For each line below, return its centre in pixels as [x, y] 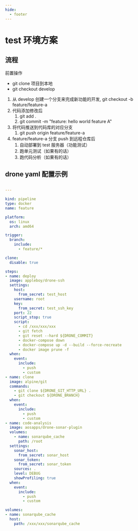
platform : [15, 217]
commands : [19, 386]
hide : [11, 10]
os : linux [19, 222]
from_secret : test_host [42, 294]
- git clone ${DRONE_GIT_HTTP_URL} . [53, 391]
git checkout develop [33, 89]
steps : [12, 271]
